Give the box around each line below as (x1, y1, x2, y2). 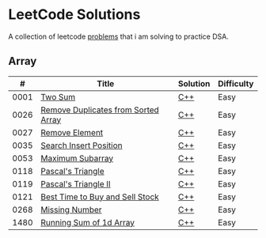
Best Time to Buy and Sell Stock (40, 191, 160, 202)
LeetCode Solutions (8, 6, 141, 24)
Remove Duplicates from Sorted (40, 104, 160, 115)
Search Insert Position (40, 140, 123, 151)
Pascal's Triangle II (40, 178, 111, 189)
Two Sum (40, 91, 76, 102)
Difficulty (217, 77, 254, 89)
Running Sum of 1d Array (40, 217, 135, 228)
